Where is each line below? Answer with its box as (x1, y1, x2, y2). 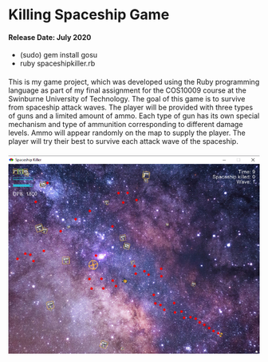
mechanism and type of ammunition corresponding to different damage (8, 119, 243, 129)
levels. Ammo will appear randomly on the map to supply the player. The (8, 128, 246, 137)
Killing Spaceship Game (8, 6, 170, 24)
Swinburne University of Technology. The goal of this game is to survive (8, 93, 246, 103)
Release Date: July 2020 (8, 32, 92, 42)
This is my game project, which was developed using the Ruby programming (8, 77, 260, 86)
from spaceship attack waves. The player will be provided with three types (8, 102, 254, 112)
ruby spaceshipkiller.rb (19, 58, 96, 69)
